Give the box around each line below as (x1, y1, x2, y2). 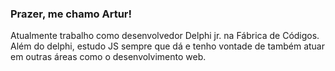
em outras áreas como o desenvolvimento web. (10, 51, 207, 63)
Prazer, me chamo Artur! (10, 7, 133, 21)
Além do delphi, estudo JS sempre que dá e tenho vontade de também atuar (10, 40, 325, 52)
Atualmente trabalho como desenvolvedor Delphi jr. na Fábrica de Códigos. (10, 30, 320, 42)
